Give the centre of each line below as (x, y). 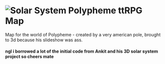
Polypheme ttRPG (105, 11)
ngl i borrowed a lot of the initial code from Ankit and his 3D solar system (82, 51)
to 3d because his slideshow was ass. (44, 40)
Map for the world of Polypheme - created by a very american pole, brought (83, 34)
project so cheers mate (30, 56)
